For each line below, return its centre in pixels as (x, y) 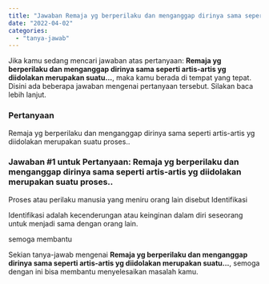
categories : (28, 30)
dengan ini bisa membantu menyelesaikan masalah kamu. (103, 271)
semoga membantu (40, 239)
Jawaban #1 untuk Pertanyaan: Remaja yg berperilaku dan (124, 162)
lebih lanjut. (27, 95)
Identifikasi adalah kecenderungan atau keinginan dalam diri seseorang (126, 215)
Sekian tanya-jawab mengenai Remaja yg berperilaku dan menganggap (128, 254)
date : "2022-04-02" (41, 23)
